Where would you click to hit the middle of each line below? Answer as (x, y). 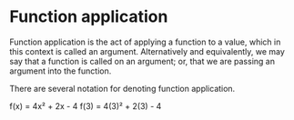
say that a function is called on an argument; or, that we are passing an (142, 61)
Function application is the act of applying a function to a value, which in (145, 42)
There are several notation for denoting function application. (122, 88)
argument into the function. (61, 71)
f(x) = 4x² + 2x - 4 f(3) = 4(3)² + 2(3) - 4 (86, 105)
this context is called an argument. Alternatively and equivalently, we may (147, 51)
